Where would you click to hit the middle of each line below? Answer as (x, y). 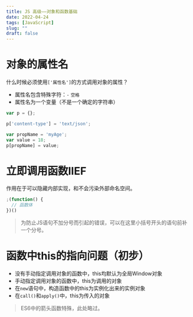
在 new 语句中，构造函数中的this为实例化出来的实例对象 (80, 288)
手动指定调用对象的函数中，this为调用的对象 (68, 280)
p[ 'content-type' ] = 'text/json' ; (49, 124)
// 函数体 (22, 205)
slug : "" (17, 28)
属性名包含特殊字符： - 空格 (47, 94)
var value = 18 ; (26, 140)
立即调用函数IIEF (46, 171)
